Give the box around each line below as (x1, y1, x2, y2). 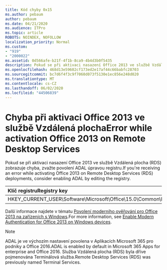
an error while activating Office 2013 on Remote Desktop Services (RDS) (5, 170, 154, 176)
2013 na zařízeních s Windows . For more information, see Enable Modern (5, 214, 154, 220)
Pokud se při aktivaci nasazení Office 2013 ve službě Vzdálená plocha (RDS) (5, 160, 162, 166)
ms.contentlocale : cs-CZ (5, 81, 57, 86)
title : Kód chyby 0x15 (5, 7, 52, 12)
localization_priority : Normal (5, 40, 70, 45)
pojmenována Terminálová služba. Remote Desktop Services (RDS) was (5, 254, 151, 260)
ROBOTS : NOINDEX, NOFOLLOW (5, 35, 61, 40)
